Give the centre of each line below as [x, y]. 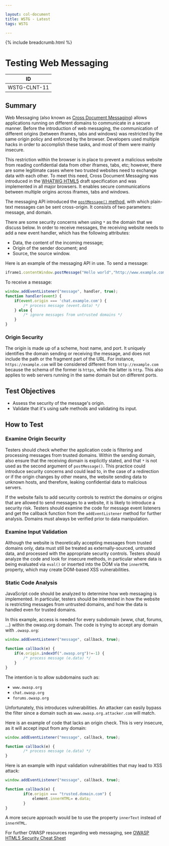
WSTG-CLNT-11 [28, 87]
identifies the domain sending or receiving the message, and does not [78, 354]
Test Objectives [30, 391]
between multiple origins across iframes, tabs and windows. [67, 192]
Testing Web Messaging [57, 63]
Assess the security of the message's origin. [59, 403]
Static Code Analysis [31, 583]
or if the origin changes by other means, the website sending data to [76, 477]
